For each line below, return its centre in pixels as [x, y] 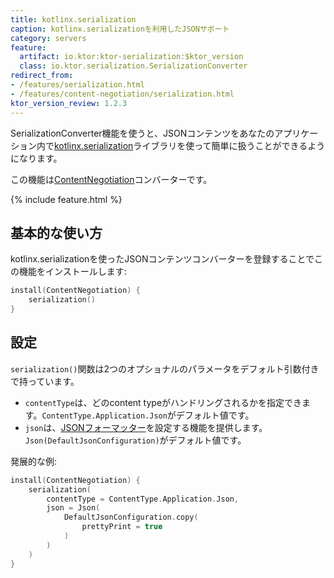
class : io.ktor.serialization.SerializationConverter [133, 66]
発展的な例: [34, 461]
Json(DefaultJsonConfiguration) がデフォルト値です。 [135, 440]
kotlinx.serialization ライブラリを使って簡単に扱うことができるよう [190, 145]
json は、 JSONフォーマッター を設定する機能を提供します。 [146, 427]
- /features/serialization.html [77, 85]
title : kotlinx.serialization [73, 19]
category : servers [48, 38]
